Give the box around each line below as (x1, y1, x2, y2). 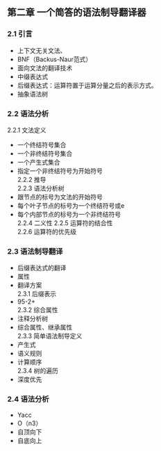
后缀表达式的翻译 (17, 263, 67, 272)
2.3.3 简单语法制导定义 (17, 332, 83, 341)
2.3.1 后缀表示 (17, 290, 57, 298)
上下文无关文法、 (17, 46, 67, 54)
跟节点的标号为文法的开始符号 (17, 192, 103, 201)
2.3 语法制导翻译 (7, 246, 63, 256)
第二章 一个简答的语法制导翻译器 (7, 6, 146, 19)
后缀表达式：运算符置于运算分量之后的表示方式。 (17, 81, 158, 89)
